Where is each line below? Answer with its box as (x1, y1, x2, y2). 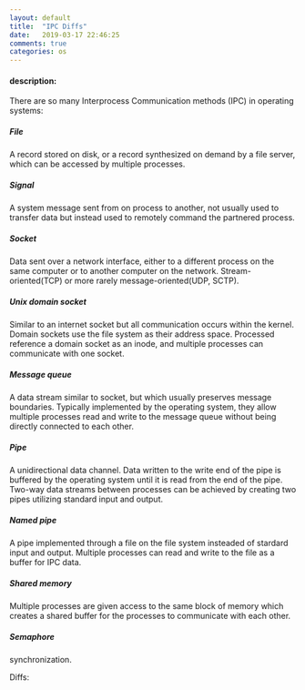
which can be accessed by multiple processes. (9, 158, 186, 169)
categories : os (9, 47, 67, 56)
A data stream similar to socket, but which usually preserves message (9, 392, 272, 403)
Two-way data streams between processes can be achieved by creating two (9, 484, 297, 495)
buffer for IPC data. (9, 557, 82, 568)
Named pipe (9, 514, 57, 525)
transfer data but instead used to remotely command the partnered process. (9, 212, 296, 223)
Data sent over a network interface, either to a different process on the (9, 256, 275, 267)
